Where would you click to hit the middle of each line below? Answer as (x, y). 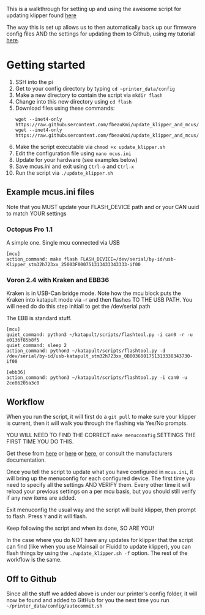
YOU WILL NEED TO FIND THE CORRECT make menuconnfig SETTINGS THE (101, 435)
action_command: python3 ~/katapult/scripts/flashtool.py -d (86, 351)
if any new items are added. (41, 498)
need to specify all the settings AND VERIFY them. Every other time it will (99, 485)
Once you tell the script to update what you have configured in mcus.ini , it (100, 472)
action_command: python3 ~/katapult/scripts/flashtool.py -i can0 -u (97, 378)
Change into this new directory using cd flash (73, 101)
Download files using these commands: (65, 108)
